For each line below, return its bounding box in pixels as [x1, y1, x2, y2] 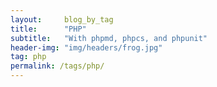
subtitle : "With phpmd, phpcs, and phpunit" [10, 33, 208, 43]
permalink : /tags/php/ [10, 61, 105, 71]
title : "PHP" [10, 24, 87, 34]
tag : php [10, 52, 47, 62]
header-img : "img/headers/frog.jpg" [10, 42, 163, 53]
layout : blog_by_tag [10, 14, 114, 25]
